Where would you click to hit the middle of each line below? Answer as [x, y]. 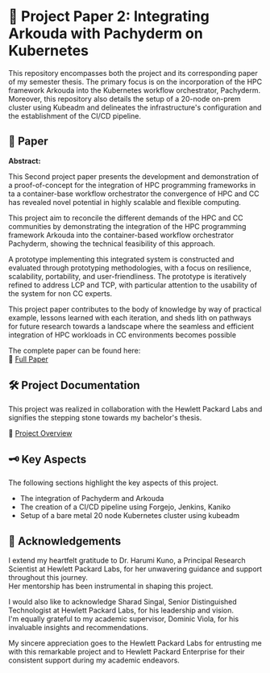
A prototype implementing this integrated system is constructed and [121, 259]
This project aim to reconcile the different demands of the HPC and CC [126, 218]
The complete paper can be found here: [75, 350]
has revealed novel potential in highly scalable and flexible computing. [125, 202]
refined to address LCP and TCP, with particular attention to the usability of [133, 285]
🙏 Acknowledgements [65, 541]
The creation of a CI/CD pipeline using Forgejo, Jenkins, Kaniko [125, 507]
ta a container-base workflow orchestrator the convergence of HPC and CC [134, 194]
